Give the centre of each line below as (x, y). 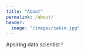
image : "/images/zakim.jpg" (46, 28)
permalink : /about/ (30, 17)
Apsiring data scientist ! (35, 45)
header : (16, 22)
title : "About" (25, 11)
